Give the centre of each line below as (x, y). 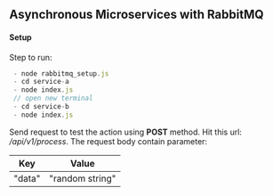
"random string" (82, 178)
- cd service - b (41, 107)
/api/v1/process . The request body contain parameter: (108, 141)
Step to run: (31, 57)
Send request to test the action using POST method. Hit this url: (126, 132)
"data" (27, 178)
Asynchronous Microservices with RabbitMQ (136, 15)
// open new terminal (53, 98)
